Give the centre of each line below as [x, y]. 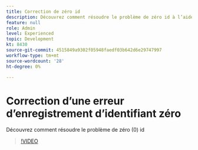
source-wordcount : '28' [35, 61]
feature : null [24, 22]
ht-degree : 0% [24, 66]
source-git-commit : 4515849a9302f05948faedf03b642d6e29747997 [84, 50]
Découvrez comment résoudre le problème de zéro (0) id [75, 130]
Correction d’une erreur [65, 101]
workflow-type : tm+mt [33, 56]
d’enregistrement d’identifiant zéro [94, 113]
